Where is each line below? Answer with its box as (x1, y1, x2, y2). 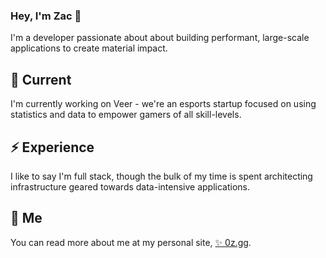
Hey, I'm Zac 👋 (10, 9, 82, 23)
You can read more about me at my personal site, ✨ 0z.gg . (10, 236, 252, 248)
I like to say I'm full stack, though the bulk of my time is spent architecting (10, 170, 313, 182)
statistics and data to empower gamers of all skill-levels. (10, 109, 242, 121)
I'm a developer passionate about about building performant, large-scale (10, 32, 310, 44)
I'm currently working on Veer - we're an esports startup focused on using (10, 98, 317, 110)
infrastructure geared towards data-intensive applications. (10, 180, 251, 193)
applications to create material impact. (10, 42, 168, 54)
